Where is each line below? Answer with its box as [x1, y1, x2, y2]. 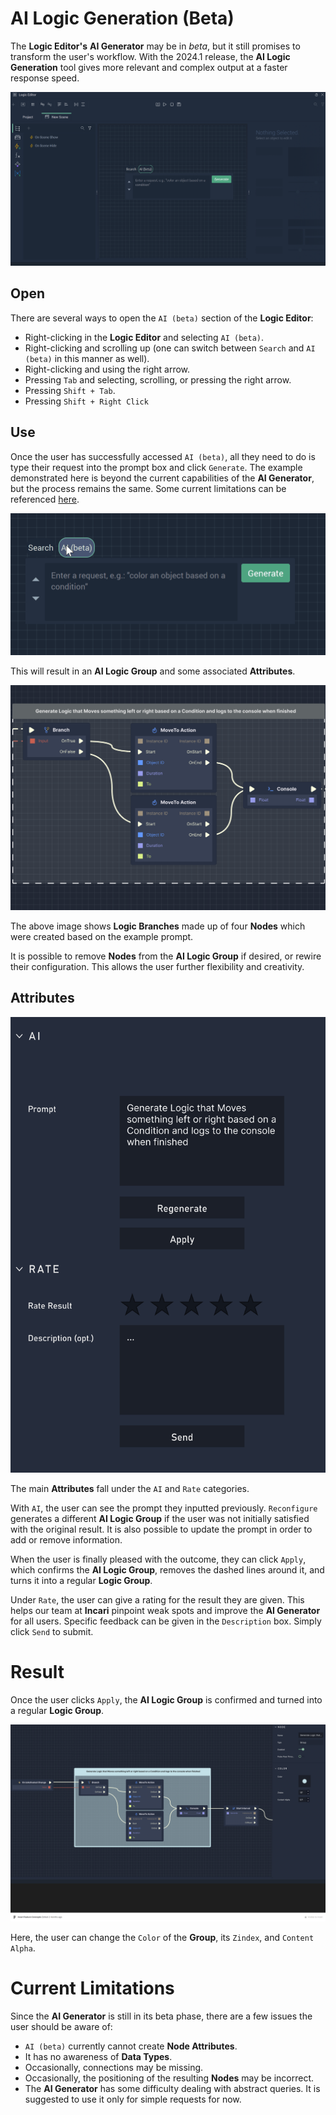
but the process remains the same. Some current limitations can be [10, 482, 287, 494]
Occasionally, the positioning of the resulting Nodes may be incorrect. [24, 2072, 315, 2084]
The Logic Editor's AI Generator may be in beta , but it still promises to [10, 40, 301, 52]
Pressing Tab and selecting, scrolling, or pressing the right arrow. [24, 373, 292, 386]
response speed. [10, 72, 80, 84]
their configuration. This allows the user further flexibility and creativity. [10, 960, 305, 972]
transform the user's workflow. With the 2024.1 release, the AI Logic [10, 50, 291, 62]
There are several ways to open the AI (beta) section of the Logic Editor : [10, 312, 314, 324]
